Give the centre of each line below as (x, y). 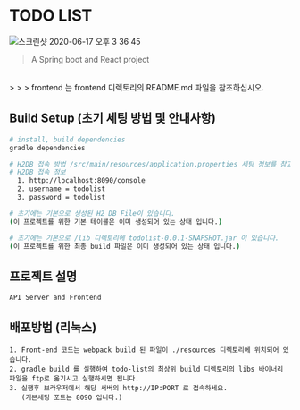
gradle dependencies (48, 148)
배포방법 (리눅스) (53, 327)
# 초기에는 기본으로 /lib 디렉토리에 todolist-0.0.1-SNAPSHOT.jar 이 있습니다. (144, 238)
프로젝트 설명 (43, 276)
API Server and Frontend (55, 298)
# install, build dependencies (67, 140)
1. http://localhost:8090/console (81, 181)
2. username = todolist (61, 189)
